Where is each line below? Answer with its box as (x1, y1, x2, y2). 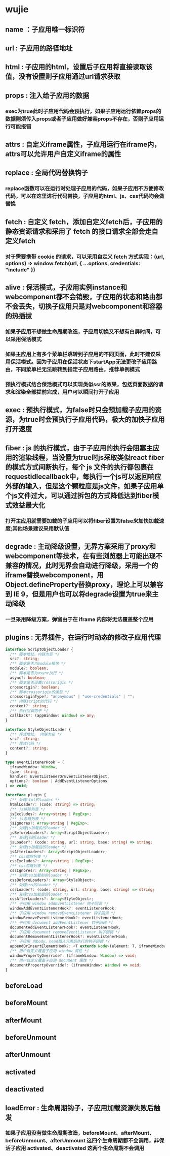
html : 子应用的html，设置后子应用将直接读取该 (5, 63, 153, 72)
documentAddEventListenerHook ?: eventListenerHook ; (10, 925, 121, 930)
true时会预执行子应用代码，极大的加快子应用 (25, 415, 165, 424)
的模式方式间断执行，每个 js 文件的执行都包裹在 (5, 462, 154, 471)
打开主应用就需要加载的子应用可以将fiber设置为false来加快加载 (5, 517, 159, 524)
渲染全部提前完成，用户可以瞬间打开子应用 (15, 388, 119, 395)
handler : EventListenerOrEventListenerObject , (10, 774, 110, 779)
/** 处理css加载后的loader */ (10, 892, 69, 897)
